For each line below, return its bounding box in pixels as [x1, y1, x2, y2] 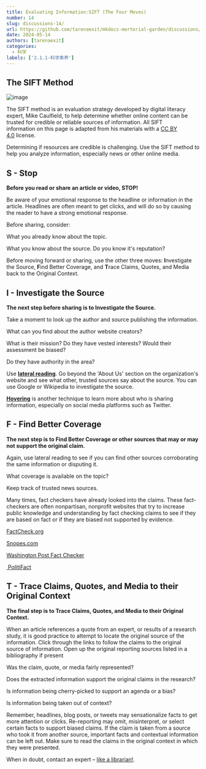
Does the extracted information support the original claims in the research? [6, 675, 196, 682]
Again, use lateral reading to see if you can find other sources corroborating [6, 454, 198, 461]
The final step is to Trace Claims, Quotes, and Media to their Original [6, 607, 184, 614]
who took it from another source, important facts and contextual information [6, 730, 199, 738]
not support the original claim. [6, 442, 85, 449]
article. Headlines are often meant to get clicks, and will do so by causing [6, 203, 191, 210]
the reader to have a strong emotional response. [6, 209, 128, 217]
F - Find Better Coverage [6, 419, 102, 430]
